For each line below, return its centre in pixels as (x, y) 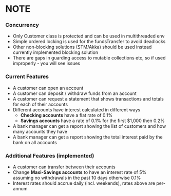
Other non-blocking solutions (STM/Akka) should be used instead (82, 47)
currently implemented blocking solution (55, 52)
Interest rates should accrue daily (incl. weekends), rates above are (84, 183)
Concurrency (22, 25)
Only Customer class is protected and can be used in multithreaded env (89, 36)
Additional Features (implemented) (50, 155)
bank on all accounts (35, 142)
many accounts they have (40, 131)
